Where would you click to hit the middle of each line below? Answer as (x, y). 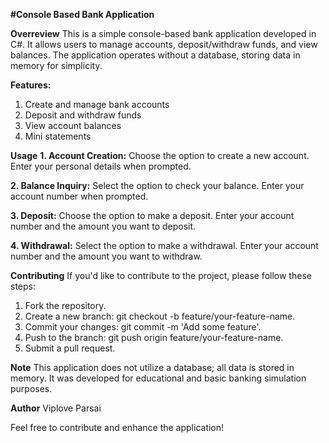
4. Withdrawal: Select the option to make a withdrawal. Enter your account (164, 245)
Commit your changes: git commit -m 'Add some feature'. (143, 327)
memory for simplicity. (56, 65)
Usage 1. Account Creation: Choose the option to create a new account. (160, 155)
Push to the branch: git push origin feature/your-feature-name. (154, 337)
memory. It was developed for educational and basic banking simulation (158, 378)
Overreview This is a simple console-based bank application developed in (163, 33)
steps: (23, 286)
